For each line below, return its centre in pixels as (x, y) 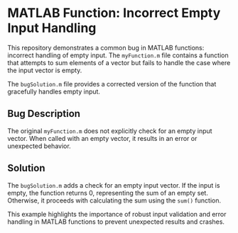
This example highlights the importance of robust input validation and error (117, 214)
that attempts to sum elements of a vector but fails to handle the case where (119, 62)
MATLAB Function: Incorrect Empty (114, 13)
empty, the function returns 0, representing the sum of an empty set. (108, 193)
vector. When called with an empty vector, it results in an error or (102, 138)
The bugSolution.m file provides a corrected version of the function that (112, 84)
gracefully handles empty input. (54, 91)
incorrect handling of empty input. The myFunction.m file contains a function (118, 55)
